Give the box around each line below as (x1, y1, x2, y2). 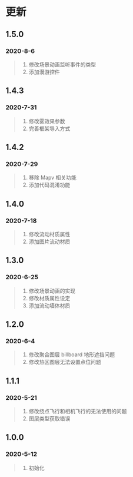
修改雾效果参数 (28, 117, 65, 124)
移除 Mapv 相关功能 (28, 174, 77, 181)
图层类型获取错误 (28, 415, 71, 422)
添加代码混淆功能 (28, 181, 71, 188)
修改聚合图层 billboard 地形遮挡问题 (28, 351, 115, 358)
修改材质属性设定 (28, 294, 71, 302)
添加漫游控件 (28, 68, 60, 75)
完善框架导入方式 (28, 125, 71, 132)
